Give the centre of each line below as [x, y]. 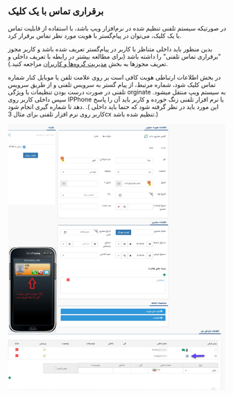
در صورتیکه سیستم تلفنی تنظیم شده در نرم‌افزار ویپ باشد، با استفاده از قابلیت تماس [117, 28]
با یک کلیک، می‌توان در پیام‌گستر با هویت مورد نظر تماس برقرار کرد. [95, 35]
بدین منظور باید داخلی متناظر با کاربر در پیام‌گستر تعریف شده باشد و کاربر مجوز [110, 49]
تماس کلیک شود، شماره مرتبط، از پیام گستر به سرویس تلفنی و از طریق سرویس [112, 84]
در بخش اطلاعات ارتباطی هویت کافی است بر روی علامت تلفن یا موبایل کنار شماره [114, 77]
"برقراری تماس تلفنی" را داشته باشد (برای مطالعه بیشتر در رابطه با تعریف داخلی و [114, 56]
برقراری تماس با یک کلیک [56, 11]
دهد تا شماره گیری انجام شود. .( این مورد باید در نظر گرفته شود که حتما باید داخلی [113, 106]
